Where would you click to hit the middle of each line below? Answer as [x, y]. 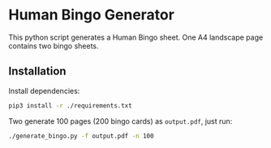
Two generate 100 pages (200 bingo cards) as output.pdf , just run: [120, 121]
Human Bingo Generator [91, 15]
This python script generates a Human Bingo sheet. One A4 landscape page [136, 37]
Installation [37, 72]
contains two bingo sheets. [54, 45]
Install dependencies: [44, 91]
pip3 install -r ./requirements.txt [70, 106]
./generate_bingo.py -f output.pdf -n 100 [81, 136]
